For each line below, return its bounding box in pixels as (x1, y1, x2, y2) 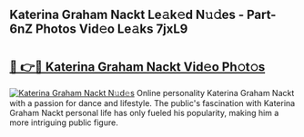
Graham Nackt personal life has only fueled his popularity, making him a (9, 108, 279, 118)
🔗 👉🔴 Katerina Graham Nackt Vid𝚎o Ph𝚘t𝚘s (9, 59, 266, 74)
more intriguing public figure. (9, 117, 118, 128)
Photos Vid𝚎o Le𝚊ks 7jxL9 (35, 22, 188, 37)
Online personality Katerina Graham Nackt (136, 88, 295, 98)
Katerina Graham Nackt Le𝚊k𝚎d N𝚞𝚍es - (9, 7, 244, 23)
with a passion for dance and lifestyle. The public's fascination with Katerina (9, 98, 296, 108)
